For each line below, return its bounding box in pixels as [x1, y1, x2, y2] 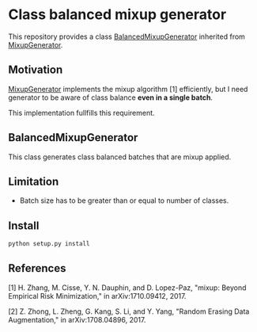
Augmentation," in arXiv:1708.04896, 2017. [8, 315, 146, 324]
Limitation [8, 174, 59, 188]
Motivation [8, 63, 63, 77]
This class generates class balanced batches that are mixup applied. [8, 152, 232, 162]
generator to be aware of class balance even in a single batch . [8, 93, 214, 102]
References [8, 261, 66, 275]
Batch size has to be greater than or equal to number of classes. [19, 196, 229, 205]
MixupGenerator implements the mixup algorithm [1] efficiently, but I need [8, 84, 248, 93]
